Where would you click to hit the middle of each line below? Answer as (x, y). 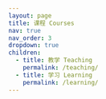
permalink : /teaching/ (61, 68)
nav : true (25, 30)
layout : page (30, 16)
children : (25, 53)
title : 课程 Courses (41, 23)
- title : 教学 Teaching (54, 61)
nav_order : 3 (30, 38)
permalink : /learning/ (61, 82)
